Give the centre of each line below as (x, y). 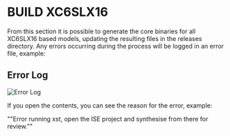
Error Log (28, 75)
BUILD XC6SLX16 (58, 12)
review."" (20, 126)
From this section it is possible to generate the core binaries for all (101, 31)
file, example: (26, 53)
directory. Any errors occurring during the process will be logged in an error (115, 46)
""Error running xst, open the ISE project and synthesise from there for (108, 119)
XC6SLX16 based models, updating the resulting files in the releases (105, 38)
